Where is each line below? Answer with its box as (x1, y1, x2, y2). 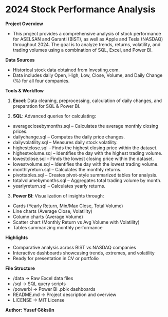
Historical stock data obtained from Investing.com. (12, 67, 120, 73)
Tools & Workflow (5, 87, 44, 93)
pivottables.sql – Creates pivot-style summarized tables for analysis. (12, 172, 158, 178)
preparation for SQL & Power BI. (12, 103, 81, 109)
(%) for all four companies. (12, 77, 70, 84)
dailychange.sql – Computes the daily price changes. (12, 133, 125, 140)
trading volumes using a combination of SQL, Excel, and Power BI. (12, 47, 153, 53)
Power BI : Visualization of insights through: (12, 192, 104, 199)
